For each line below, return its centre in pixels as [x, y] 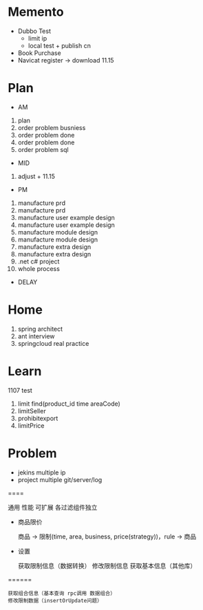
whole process [39, 268]
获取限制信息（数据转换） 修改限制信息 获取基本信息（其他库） [107, 565]
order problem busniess [52, 127]
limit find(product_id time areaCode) [69, 404]
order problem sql [43, 149]
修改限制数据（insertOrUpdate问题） [55, 600]
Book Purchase [39, 53]
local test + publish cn [60, 45]
